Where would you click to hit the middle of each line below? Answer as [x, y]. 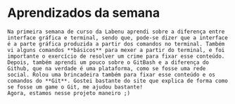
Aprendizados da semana [84, 13]
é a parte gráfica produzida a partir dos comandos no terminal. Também [116, 44]
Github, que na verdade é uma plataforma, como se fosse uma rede [107, 68]
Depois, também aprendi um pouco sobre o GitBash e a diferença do [108, 62]
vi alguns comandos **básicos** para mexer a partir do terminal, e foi [116, 50]
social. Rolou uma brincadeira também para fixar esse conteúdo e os [112, 74]
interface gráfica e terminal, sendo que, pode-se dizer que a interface [118, 38]
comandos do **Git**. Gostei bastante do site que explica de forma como [118, 81]
